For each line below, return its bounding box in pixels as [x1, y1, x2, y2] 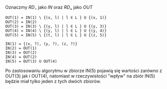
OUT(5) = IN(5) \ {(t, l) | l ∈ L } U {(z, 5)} [5, 32, 107, 37]
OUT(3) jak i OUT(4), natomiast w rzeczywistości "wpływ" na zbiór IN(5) [5, 72, 155, 79]
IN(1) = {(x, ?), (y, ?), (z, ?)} [5, 41, 78, 46]
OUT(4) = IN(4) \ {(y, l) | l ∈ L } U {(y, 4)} [5, 28, 107, 33]
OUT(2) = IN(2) [5, 19, 37, 24]
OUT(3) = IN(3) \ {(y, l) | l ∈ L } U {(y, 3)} [5, 23, 107, 29]
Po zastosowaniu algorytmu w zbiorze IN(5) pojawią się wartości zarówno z [5, 67, 162, 73]
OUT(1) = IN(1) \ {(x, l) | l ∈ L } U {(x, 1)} [5, 15, 107, 20]
